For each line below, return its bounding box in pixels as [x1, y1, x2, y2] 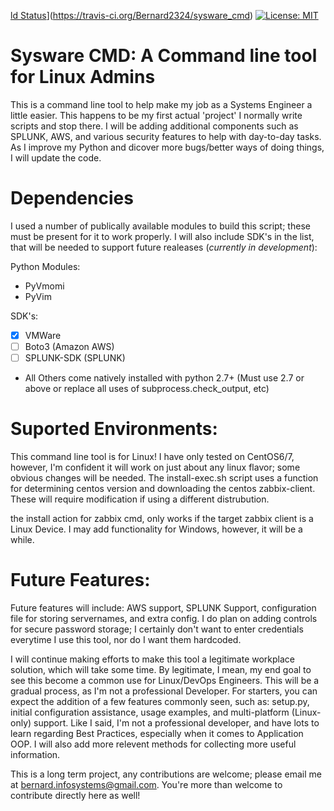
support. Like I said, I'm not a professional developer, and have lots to [33, 716, 320, 729]
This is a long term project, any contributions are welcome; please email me [10, 768, 322, 780]
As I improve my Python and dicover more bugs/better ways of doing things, [10, 141, 325, 153]
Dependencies [10, 187, 134, 210]
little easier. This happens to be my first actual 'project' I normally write [10, 109, 303, 121]
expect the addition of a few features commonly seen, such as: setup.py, [10, 695, 310, 707]
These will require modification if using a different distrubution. [10, 493, 270, 505]
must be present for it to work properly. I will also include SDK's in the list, [10, 230, 315, 242]
